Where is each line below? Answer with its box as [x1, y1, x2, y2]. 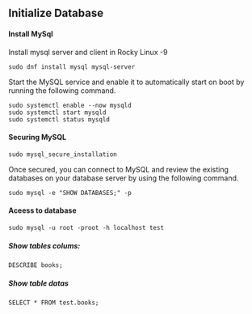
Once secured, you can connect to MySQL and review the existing [8, 164, 229, 174]
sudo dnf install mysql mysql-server [8, 62, 136, 71]
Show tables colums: [8, 240, 81, 250]
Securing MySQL [8, 133, 67, 142]
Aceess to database [8, 206, 77, 215]
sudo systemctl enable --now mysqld [8, 101, 132, 109]
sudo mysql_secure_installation [8, 150, 117, 159]
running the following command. [8, 85, 116, 95]
